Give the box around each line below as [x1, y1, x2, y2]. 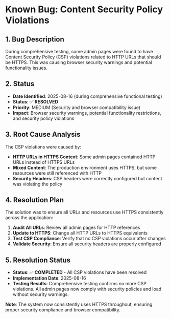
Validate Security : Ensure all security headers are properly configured [12, 241, 162, 247]
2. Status [5, 79, 35, 88]
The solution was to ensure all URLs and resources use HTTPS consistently [5, 209, 164, 216]
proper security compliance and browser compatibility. [5, 307, 121, 313]
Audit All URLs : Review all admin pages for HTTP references [12, 224, 140, 231]
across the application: [5, 215, 54, 221]
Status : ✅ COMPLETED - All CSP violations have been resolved [12, 269, 147, 275]
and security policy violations [12, 115, 75, 121]
